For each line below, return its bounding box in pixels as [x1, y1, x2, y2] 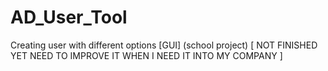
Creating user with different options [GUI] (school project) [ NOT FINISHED [10, 39, 318, 51]
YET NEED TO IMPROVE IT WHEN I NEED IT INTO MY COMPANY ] [10, 49, 283, 61]
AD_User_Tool [10, 6, 128, 29]
